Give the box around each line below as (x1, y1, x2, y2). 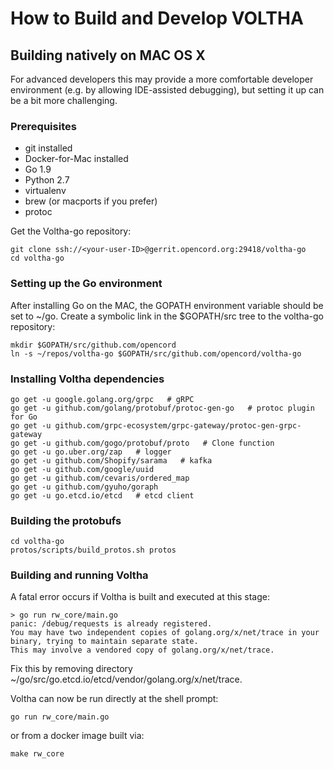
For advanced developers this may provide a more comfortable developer (10, 73, 314, 85)
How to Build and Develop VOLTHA (10, 7, 304, 30)
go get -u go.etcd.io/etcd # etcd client (10, 490, 195, 501)
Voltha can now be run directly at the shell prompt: (10, 693, 219, 705)
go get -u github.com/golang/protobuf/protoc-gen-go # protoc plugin (10, 403, 315, 413)
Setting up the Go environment (10, 277, 163, 291)
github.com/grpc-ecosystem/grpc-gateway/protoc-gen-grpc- (54, 420, 302, 431)
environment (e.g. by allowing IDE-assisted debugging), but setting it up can (10, 84, 325, 96)
